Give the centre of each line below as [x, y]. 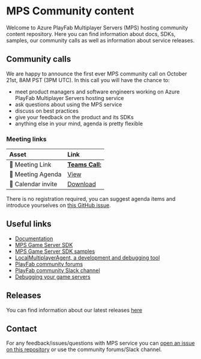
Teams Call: [85, 165]
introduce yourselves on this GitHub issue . [58, 206]
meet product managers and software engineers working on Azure [97, 92]
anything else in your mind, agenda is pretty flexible [79, 123]
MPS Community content [70, 11]
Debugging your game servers [53, 276]
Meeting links [26, 139]
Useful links [29, 224]
